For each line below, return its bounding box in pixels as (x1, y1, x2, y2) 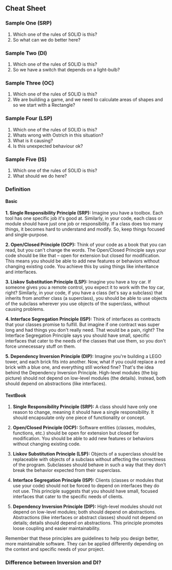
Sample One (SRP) (5, 20, 52, 27)
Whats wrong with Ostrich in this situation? (12, 132, 104, 138)
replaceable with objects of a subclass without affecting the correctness (12, 457, 166, 463)
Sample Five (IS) (5, 156, 47, 163)
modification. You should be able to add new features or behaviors (12, 435, 154, 442)
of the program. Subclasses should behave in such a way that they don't (12, 462, 166, 468)
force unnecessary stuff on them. (5, 344, 76, 349)
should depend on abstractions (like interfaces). (5, 381, 107, 387)
